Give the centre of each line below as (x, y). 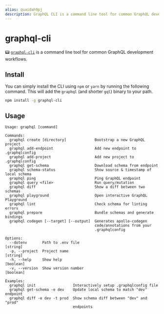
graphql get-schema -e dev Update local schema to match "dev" (78, 290)
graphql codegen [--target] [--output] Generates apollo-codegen (78, 221)
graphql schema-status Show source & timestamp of (81, 170)
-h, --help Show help (36, 260)
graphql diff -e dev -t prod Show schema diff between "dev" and (78, 298)
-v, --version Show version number (47, 268)
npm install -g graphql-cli (34, 101)
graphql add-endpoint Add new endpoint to (73, 148)
